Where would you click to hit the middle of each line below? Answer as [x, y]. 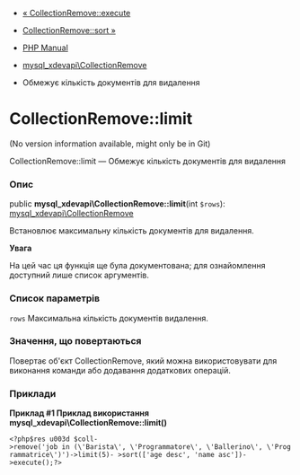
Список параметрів [55, 298]
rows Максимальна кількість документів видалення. [109, 318]
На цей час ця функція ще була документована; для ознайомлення [137, 266]
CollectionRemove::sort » [69, 30]
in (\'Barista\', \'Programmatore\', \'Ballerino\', [162, 447]
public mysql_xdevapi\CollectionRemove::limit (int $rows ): [118, 204]
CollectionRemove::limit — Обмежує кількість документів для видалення [147, 161]
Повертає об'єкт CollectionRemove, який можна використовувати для [143, 361]
